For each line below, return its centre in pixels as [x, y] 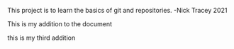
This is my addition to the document [60, 24]
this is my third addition [41, 38]
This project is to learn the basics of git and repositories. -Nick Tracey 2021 [117, 10]
